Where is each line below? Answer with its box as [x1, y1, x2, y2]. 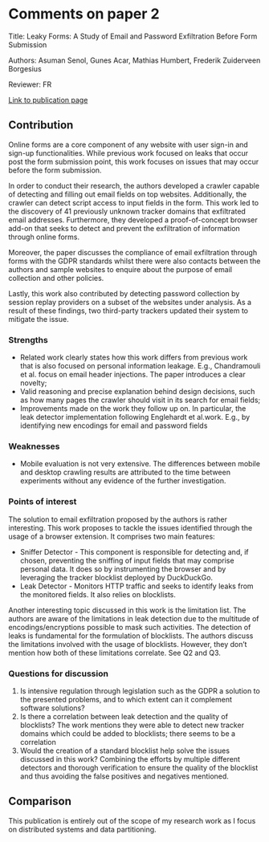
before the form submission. [8, 165, 102, 175]
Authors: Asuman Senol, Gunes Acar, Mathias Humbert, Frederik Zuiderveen [8, 55, 261, 65]
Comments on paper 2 [8, 5, 160, 23]
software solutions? [19, 703, 86, 713]
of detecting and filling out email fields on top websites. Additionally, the [8, 189, 247, 199]
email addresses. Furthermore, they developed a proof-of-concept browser [8, 214, 259, 225]
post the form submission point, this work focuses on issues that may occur [8, 157, 259, 166]
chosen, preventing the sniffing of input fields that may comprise [19, 555, 234, 565]
